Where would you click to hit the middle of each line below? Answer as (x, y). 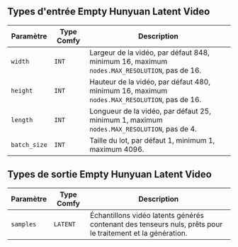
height (22, 90)
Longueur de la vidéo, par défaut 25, (150, 111)
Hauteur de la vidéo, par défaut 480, (150, 82)
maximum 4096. (117, 149)
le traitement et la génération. (138, 233)
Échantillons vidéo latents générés (147, 215)
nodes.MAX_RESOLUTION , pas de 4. (143, 128)
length (22, 120)
